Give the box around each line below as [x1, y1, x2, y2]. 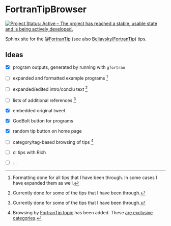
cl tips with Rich [12, 149, 46, 155]
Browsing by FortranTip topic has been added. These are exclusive [12, 210, 153, 215]
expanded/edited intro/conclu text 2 [12, 85, 88, 92]
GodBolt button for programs [12, 118, 74, 124]
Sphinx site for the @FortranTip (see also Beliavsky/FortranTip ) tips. [5, 36, 147, 42]
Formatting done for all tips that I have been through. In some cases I [12, 174, 157, 181]
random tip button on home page [12, 128, 82, 134]
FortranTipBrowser [5, 4, 87, 15]
